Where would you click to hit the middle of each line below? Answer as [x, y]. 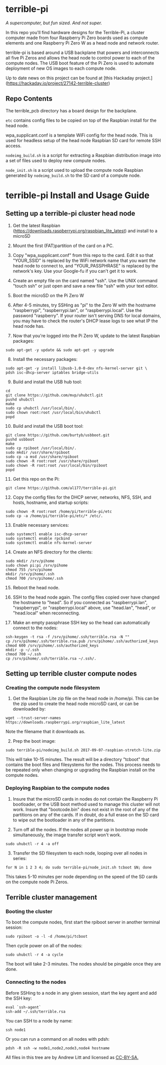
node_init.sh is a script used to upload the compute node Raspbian [75, 170]
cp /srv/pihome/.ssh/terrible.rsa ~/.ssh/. [51, 659]
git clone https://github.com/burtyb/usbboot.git [58, 435]
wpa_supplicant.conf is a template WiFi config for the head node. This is [79, 135]
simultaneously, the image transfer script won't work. [67, 835]
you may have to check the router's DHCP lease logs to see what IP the [85, 321]
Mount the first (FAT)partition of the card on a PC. [63, 246]
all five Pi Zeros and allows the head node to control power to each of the [80, 57]
